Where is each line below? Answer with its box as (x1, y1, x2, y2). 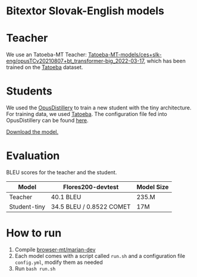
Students (6, 84, 52, 98)
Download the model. (6, 128, 59, 136)
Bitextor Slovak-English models (6, 4, 165, 18)
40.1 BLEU (51, 193, 82, 201)
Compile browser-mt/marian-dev (14, 245, 96, 253)
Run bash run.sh (14, 265, 56, 272)
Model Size (136, 183, 169, 191)
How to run (6, 226, 62, 240)
